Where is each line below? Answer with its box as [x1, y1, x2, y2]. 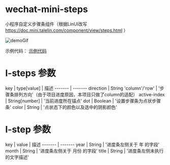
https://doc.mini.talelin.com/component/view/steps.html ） [5, 27, 128, 33]
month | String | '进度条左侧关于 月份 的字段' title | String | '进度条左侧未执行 [5, 148, 164, 154]
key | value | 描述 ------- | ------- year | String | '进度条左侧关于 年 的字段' [5, 141, 160, 147]
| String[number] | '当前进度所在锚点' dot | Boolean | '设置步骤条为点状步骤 [5, 98, 161, 104]
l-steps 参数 [5, 67, 56, 79]
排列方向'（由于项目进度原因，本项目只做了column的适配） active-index [14, 91, 165, 97]
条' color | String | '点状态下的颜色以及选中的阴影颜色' [5, 104, 118, 110]
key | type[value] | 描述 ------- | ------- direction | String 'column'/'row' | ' [5, 85, 160, 91]
